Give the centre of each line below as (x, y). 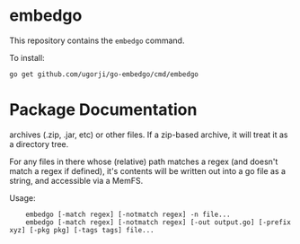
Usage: (22, 197)
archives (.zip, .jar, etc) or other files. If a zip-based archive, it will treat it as (149, 135)
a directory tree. (39, 144)
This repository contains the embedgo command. (97, 40)
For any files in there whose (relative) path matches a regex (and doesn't (144, 161)
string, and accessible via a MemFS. (76, 180)
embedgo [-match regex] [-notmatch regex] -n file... (128, 214)
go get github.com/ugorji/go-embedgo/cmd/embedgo (104, 74)
